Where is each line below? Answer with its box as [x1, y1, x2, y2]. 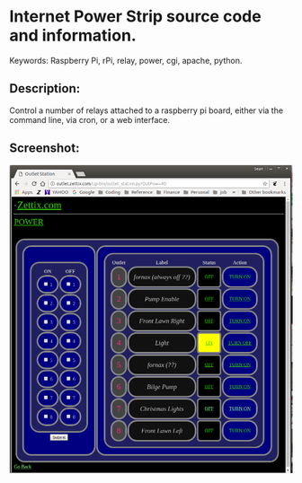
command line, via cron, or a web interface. [9, 114, 171, 125]
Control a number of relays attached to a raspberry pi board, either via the [9, 105, 284, 116]
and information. [9, 25, 137, 46]
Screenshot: [9, 141, 80, 156]
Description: [9, 81, 81, 96]
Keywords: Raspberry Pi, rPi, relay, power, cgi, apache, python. [9, 55, 243, 66]
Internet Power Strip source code [9, 6, 262, 27]
